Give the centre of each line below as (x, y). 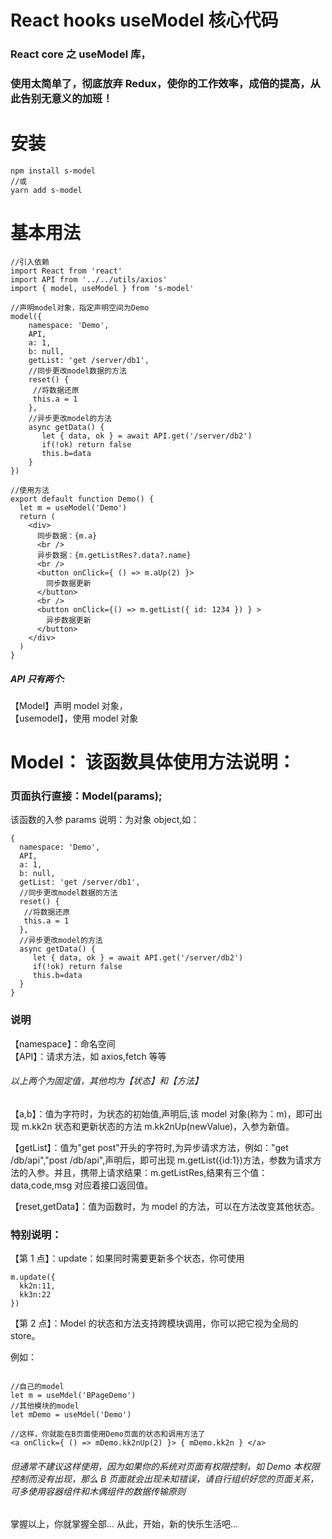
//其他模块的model (45, 1406)
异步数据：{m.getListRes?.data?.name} (114, 555)
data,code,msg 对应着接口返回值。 (82, 1185)
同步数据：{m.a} (67, 536)
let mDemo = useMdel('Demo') (71, 1415)
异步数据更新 (69, 620)
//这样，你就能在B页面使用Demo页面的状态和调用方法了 (108, 1434)
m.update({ (33, 1277)
